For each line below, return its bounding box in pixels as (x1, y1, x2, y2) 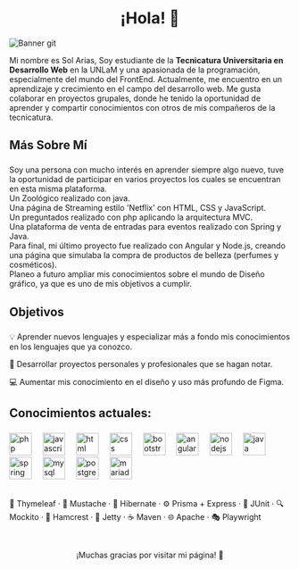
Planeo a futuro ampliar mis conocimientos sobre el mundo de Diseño (9, 269, 265, 280)
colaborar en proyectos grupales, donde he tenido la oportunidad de (9, 93, 262, 104)
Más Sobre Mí (9, 138, 87, 153)
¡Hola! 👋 (120, 8, 180, 29)
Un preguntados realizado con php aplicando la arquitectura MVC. (9, 212, 253, 222)
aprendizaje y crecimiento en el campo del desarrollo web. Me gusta (9, 83, 262, 94)
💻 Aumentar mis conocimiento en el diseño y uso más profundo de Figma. (9, 376, 284, 387)
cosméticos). (9, 259, 58, 271)
